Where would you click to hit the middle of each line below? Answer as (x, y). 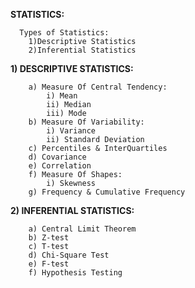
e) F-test (49, 264)
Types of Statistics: (64, 33)
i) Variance (71, 131)
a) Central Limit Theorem (82, 229)
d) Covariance (57, 157)
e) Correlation (60, 166)
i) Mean (62, 96)
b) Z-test (49, 238)
